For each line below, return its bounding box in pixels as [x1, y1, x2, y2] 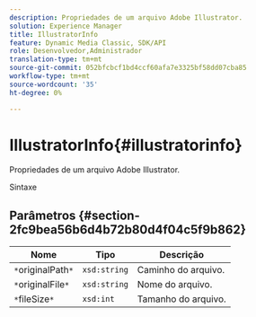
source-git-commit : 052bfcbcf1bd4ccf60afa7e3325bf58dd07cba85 [9, 64, 247, 73]
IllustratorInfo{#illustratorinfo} [9, 135, 243, 155]
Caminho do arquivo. [137, 264, 225, 277]
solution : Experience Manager [9, 22, 123, 31]
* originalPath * [13, 264, 74, 277]
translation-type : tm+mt [9, 55, 102, 64]
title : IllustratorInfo [9, 30, 99, 39]
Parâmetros [9, 207, 76, 223]
